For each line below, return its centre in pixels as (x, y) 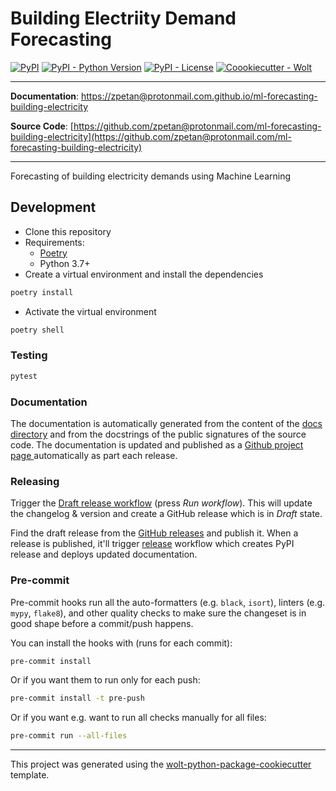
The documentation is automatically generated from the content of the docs (166, 423)
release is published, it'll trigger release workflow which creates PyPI (152, 544)
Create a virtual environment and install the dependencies (144, 274)
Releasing (35, 481)
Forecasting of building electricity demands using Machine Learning (151, 176)
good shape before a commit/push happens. (102, 623)
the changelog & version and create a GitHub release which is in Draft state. (166, 514)
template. (30, 775)
